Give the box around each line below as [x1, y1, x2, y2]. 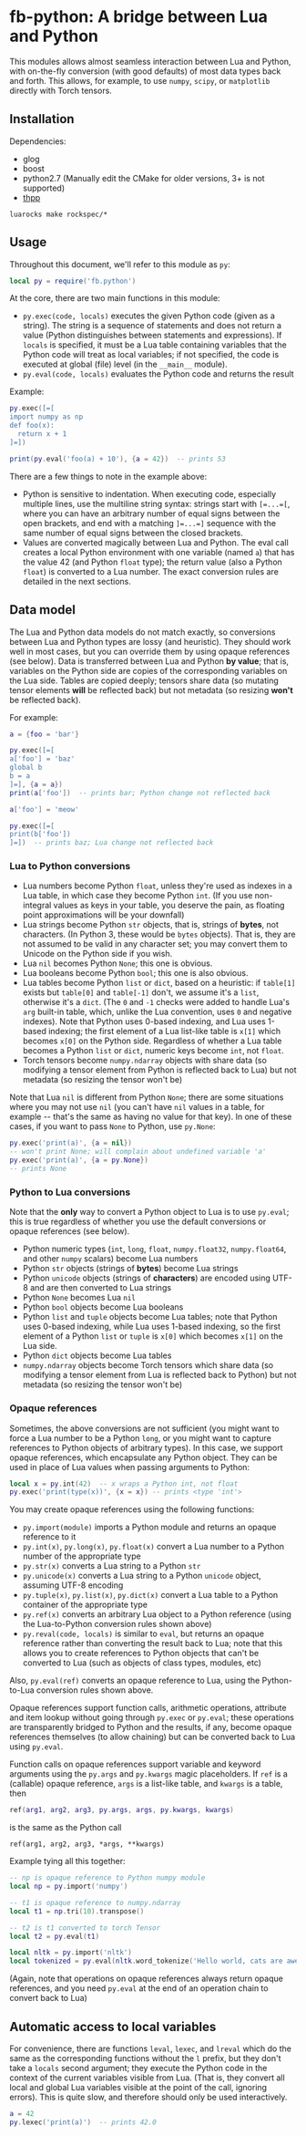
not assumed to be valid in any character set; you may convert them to [22, 938, 289, 949]
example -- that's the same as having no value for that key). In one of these [9, 1111, 292, 1123]
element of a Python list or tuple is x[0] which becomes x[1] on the [22, 1331, 284, 1342]
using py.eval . [9, 1741, 64, 1752]
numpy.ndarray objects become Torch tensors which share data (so [22, 1360, 274, 1371]
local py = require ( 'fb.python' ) [9, 276, 137, 285]
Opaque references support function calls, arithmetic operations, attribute [9, 1703, 287, 1714]
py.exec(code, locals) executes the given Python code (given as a [22, 310, 276, 321]
